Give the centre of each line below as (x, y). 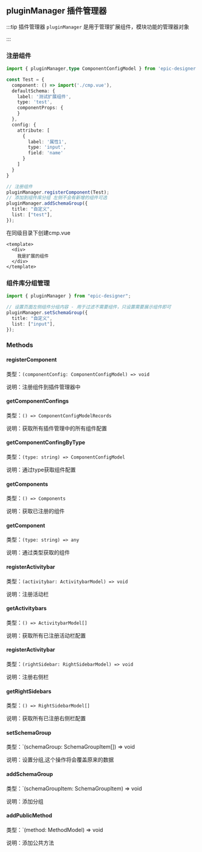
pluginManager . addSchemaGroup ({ (47, 203)
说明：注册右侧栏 (28, 676)
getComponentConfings (37, 401)
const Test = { (25, 80)
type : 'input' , (47, 148)
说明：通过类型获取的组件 (38, 553)
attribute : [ (34, 130)
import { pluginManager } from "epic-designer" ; (69, 296)
